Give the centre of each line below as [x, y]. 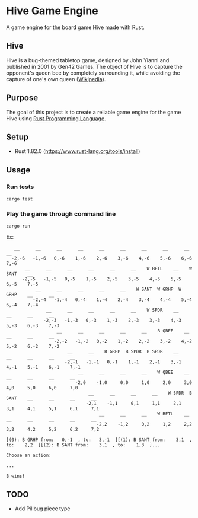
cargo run [18, 226]
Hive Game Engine [52, 11]
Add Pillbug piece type [42, 509]
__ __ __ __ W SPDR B [140, 393]
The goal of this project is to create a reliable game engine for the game [94, 112]
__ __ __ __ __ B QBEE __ [123, 331]
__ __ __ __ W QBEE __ [134, 372]
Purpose [22, 98]
